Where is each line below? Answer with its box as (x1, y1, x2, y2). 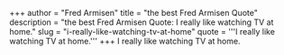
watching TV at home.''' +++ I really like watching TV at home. (9, 35, 241, 46)
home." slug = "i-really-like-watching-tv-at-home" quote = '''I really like (9, 27, 275, 36)
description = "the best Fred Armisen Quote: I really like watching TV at (9, 17, 274, 27)
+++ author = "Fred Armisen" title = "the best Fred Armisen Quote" (9, 8, 259, 18)
